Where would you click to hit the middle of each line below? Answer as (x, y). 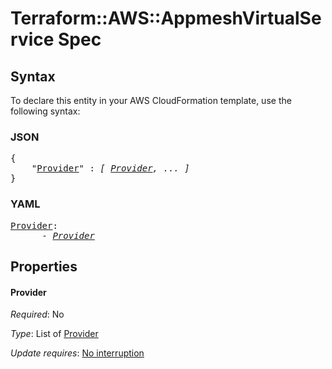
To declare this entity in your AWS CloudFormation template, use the (151, 100)
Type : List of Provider (54, 334)
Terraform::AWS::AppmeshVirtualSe (166, 18)
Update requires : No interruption (77, 353)
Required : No (37, 314)
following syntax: (45, 111)
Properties (44, 266)
